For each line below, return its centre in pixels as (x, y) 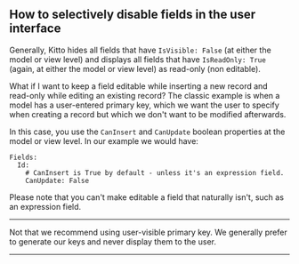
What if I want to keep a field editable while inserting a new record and (139, 86)
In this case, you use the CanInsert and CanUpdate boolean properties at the (147, 132)
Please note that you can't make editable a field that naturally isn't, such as (147, 197)
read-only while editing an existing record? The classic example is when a (145, 95)
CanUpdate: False (57, 180)
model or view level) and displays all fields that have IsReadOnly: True (138, 59)
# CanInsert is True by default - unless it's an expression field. (155, 172)
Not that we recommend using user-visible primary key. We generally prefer (148, 232)
